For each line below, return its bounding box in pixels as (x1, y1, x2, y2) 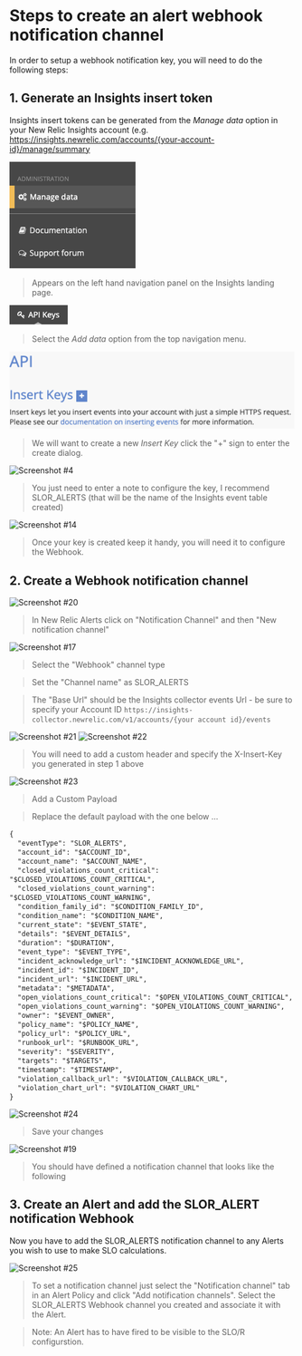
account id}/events (197, 715, 271, 725)
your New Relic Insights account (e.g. (9, 124, 149, 135)
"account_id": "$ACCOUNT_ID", (17, 848, 131, 857)
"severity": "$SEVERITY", (17, 1048, 116, 1057)
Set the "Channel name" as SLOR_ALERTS (31, 677, 189, 688)
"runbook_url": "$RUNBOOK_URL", (17, 1039, 140, 1048)
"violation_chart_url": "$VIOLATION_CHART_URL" (17, 1084, 201, 1093)
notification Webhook (9, 1211, 135, 1226)
